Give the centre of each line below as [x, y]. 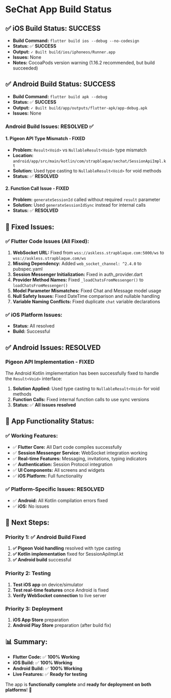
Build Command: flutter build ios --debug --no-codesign [76, 40]
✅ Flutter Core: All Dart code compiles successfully [67, 447]
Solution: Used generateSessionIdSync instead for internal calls [79, 205]
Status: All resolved [33, 326]
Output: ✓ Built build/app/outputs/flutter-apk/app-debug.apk [80, 107]
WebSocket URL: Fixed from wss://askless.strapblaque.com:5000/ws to [88, 252]
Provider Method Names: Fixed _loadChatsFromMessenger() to [78, 279]
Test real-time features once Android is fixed [60, 590]
